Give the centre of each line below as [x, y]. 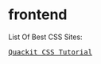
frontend [38, 15]
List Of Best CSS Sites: [45, 37]
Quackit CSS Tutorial [50, 52]
